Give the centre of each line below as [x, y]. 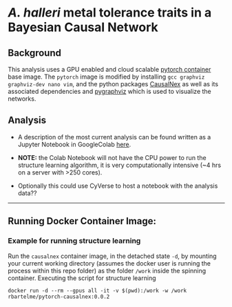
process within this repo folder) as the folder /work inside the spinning [107, 270]
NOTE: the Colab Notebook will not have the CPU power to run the [112, 157]
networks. [22, 99]
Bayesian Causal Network [83, 27]
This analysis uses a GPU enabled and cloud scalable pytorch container [109, 69]
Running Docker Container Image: [82, 221]
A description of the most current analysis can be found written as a [114, 137]
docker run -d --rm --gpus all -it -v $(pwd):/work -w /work [97, 290]
